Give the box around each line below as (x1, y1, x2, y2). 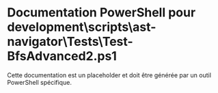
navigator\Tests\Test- (7, 34, 133, 49)
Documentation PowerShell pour (7, 5, 196, 21)
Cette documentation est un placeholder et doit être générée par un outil (7, 70, 212, 79)
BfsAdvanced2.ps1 (7, 49, 118, 64)
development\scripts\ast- (7, 19, 156, 35)
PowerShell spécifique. (7, 78, 72, 86)
